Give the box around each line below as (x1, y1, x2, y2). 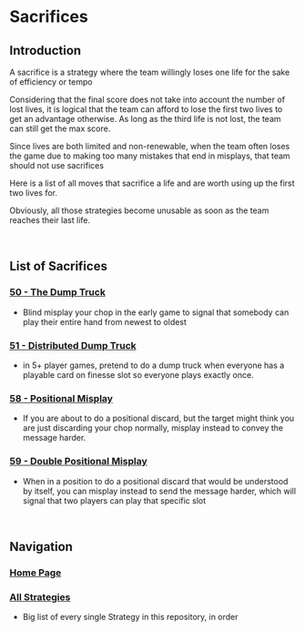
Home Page (9, 566, 62, 579)
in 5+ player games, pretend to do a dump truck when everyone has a (22, 360, 285, 371)
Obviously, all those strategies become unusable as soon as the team (9, 205, 269, 216)
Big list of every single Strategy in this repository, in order (22, 612, 239, 623)
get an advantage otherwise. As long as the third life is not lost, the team (9, 114, 281, 124)
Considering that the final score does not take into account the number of (9, 94, 285, 105)
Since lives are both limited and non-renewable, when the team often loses (9, 141, 290, 151)
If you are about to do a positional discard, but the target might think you (22, 412, 295, 424)
